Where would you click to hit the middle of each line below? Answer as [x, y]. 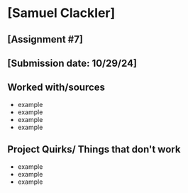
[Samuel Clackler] [61, 13]
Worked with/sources [56, 88]
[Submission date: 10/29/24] [72, 63]
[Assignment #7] [45, 39]
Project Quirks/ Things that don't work [94, 149]
